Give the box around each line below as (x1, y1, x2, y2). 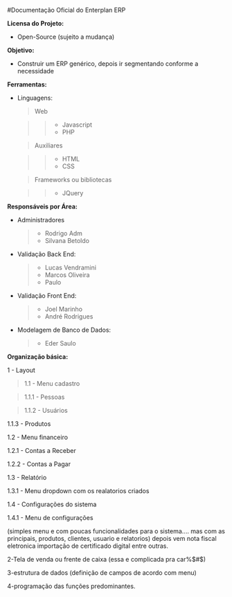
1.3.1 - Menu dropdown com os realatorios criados (7, 487, 150, 494)
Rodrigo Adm (44, 229, 83, 238)
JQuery (62, 189, 84, 197)
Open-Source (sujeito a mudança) (17, 33, 115, 41)
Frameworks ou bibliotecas (34, 176, 112, 184)
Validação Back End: (17, 250, 76, 258)
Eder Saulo (44, 339, 76, 347)
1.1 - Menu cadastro (24, 380, 80, 387)
